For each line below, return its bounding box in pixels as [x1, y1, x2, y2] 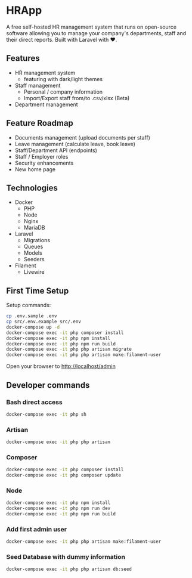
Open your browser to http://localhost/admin [6, 363, 116, 370]
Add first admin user [6, 525, 67, 533]
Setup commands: [6, 302, 51, 309]
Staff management [14, 82, 61, 89]
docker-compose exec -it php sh [6, 411, 86, 418]
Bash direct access [6, 398, 63, 406]
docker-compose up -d [6, 324, 60, 330]
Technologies [6, 183, 58, 193]
